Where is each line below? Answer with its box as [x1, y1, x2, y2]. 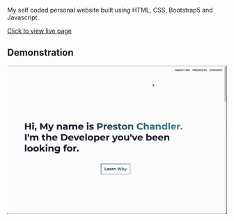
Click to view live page [7, 27, 72, 35]
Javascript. [7, 13, 40, 22]
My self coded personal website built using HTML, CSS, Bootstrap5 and [7, 6, 214, 14]
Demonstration [7, 47, 75, 58]
